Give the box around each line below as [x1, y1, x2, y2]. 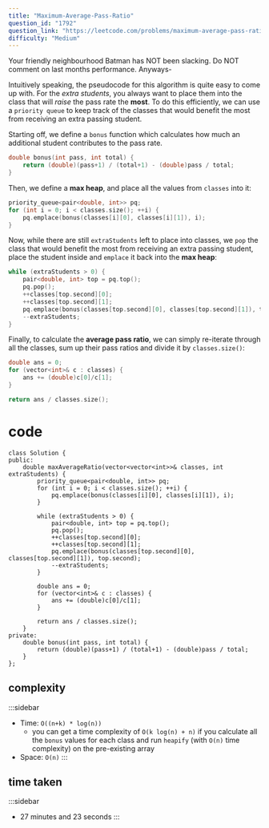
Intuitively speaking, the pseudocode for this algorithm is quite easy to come [8, 80, 261, 90]
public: [8, 456, 34, 464]
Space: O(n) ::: [19, 752, 68, 761]
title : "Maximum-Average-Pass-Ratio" [8, 11, 134, 20]
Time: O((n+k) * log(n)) [19, 718, 102, 728]
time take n [8, 775, 62, 789]
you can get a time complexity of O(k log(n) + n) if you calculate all [31, 726, 258, 736]
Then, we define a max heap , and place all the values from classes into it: [8, 183, 252, 192]
